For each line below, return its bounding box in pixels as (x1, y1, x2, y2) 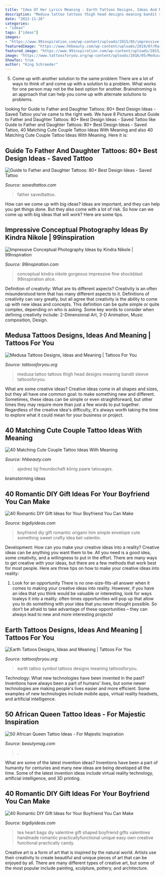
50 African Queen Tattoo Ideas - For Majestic (5, 710, 146, 719)
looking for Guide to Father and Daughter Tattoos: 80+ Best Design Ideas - (5, 106, 156, 112)
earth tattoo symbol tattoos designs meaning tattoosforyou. (17, 665, 138, 671)
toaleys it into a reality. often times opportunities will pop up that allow (12, 596, 154, 602)
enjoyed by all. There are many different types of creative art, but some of (5, 860, 155, 866)
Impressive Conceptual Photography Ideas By (5, 226, 148, 234)
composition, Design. (5, 317, 48, 323)
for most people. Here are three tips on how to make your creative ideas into (5, 565, 160, 571)
